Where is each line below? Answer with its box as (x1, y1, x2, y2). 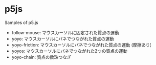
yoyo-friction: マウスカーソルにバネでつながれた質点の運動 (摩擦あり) (11, 42, 152, 47)
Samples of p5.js (4, 20, 39, 25)
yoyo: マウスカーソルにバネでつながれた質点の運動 (11, 36, 114, 42)
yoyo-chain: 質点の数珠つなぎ (11, 54, 71, 60)
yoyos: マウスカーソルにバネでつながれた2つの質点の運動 (11, 48, 128, 54)
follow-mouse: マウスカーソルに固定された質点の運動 (11, 29, 119, 35)
